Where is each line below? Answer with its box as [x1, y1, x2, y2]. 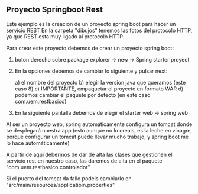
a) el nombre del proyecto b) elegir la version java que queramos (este [14, 79, 186, 86]
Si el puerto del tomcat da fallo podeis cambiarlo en [6, 174, 132, 182]
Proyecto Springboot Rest [6, 5, 103, 15]
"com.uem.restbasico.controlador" [6, 163, 90, 170]
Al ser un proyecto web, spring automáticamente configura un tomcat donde [6, 121, 193, 128]
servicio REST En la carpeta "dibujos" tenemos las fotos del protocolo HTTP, [6, 27, 193, 34]
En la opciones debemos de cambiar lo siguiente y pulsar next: [14, 67, 168, 75]
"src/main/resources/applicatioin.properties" [6, 181, 115, 188]
